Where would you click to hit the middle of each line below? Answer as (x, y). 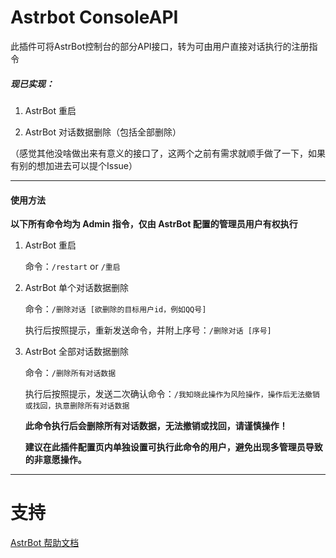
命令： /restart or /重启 (72, 267)
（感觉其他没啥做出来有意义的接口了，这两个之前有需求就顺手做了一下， (159, 153)
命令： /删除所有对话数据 (70, 373)
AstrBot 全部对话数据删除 (76, 352)
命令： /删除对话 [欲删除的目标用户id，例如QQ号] (115, 309)
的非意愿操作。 (55, 460)
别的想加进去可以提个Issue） (78, 165)
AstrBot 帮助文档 (45, 543)
